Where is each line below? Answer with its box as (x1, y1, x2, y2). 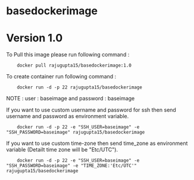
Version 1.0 (6, 31, 63, 45)
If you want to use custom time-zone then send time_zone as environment (6, 140, 188, 147)
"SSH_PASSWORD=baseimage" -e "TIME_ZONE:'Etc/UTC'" (6, 163, 137, 169)
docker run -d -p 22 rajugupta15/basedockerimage (17, 84, 143, 90)
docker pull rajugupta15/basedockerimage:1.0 (17, 62, 132, 69)
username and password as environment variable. (6, 113, 129, 120)
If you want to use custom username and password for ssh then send (6, 106, 177, 113)
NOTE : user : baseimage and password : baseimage (6, 95, 135, 102)
